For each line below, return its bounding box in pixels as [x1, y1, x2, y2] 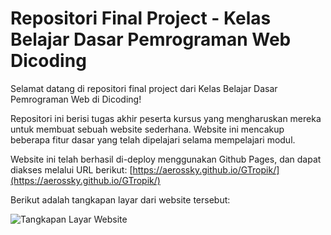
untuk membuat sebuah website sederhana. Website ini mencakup [10, 123, 285, 135]
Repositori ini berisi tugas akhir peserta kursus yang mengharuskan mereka [10, 112, 322, 124]
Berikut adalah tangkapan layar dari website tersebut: [10, 193, 231, 206]
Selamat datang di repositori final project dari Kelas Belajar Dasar [10, 82, 278, 94]
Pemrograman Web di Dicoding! [10, 93, 142, 105]
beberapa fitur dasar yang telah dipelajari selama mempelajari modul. [10, 133, 296, 146]
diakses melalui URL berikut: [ [10, 163, 133, 176]
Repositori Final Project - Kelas [10, 7, 272, 30]
